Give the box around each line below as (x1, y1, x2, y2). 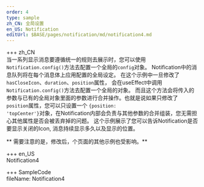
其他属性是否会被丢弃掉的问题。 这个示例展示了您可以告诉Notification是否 (11, 117, 198, 124)
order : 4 (6, 9, 29, 15)
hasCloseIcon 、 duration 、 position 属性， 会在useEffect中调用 (6, 79, 162, 86)
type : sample (6, 15, 40, 21)
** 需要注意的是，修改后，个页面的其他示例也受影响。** (6, 138, 148, 145)
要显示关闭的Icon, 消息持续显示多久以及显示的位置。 (6, 125, 139, 132)
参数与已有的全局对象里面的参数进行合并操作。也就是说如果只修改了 (6, 94, 178, 102)
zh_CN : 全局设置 (6, 20, 44, 26)
